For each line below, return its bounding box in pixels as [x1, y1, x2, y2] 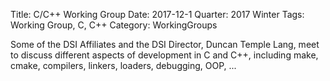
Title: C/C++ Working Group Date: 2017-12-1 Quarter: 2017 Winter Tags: [10, 9, 305, 20]
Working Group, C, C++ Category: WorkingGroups [10, 19, 218, 31]
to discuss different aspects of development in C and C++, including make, [10, 49, 319, 61]
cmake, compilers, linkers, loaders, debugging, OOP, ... [10, 60, 237, 71]
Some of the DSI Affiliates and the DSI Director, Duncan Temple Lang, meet [10, 39, 320, 50]
